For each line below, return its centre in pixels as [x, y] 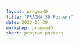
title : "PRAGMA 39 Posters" [40, 17]
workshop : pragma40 [30, 28]
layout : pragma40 [27, 11]
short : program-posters [35, 33]
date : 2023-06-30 [27, 22]
